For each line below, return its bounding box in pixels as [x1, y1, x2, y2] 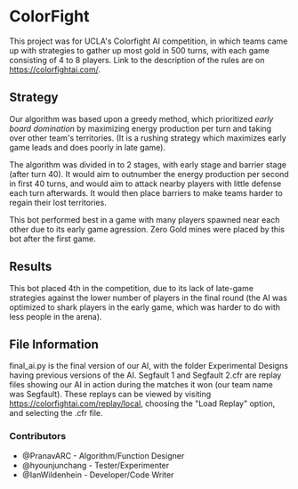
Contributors [9, 430, 67, 443]
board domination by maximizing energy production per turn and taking [9, 123, 272, 134]
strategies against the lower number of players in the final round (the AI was [9, 292, 287, 303]
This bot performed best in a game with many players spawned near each [9, 214, 280, 224]
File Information [9, 337, 100, 352]
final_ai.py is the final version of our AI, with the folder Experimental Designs [9, 361, 289, 371]
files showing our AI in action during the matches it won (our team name [9, 379, 273, 390]
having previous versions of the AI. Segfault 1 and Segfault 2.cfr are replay [9, 370, 282, 380]
